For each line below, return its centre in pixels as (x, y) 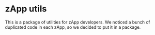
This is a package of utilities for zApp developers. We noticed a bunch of (77, 22)
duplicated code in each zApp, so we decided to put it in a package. (73, 27)
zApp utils (26, 9)
